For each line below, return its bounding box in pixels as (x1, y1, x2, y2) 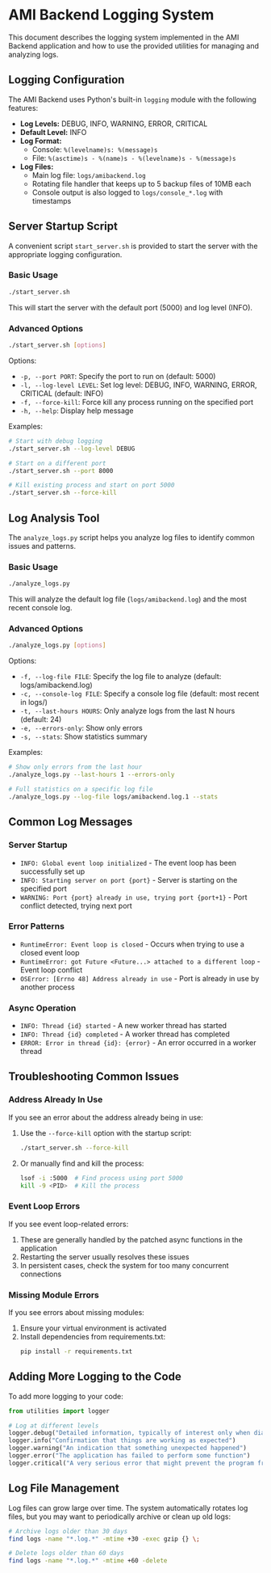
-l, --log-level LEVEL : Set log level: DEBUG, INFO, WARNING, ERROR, (19, 380, 257, 390)
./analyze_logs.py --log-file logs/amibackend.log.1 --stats (8, 792, 219, 801)
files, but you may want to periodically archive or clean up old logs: (8, 1512, 231, 1521)
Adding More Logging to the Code (8, 1370, 181, 1384)
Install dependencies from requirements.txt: (19, 1332, 166, 1341)
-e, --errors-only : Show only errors (19, 723, 143, 733)
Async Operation (8, 1002, 77, 1014)
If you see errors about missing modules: (8, 1308, 145, 1317)
